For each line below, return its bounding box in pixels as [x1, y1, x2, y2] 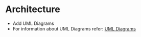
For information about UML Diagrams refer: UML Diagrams [12, 25, 136, 31]
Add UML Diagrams [12, 20, 55, 26]
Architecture [5, 4, 60, 15]
